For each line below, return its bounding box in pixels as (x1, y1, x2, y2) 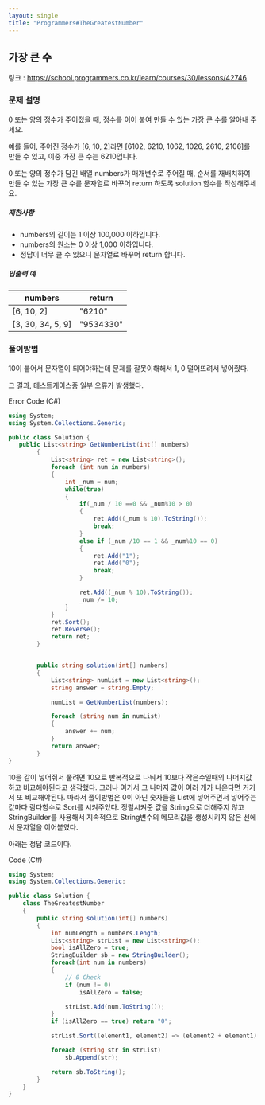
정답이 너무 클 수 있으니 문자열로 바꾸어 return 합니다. (19, 249, 186, 259)
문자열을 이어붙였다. (16, 822, 79, 832)
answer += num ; (64, 728, 115, 736)
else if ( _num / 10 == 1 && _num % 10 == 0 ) (79, 537, 218, 545)
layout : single (8, 11, 59, 20)
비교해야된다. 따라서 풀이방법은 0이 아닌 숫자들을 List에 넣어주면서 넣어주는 (25, 792, 257, 802)
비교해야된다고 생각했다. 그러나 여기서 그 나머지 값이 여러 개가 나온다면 (22, 782, 241, 792)
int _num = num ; (64, 478, 119, 486)
